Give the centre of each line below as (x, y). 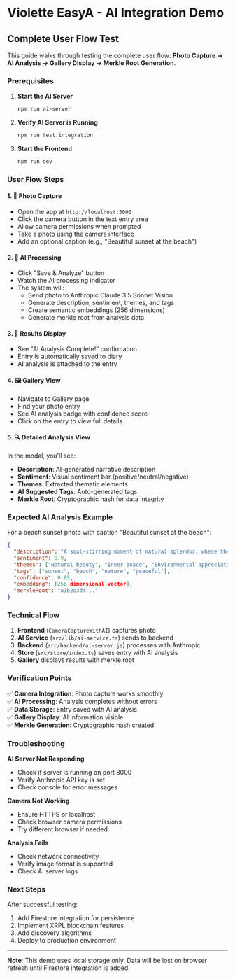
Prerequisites (30, 80)
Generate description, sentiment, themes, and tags (101, 303)
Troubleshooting (36, 743)
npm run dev (35, 162)
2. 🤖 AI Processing (34, 258)
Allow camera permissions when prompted (79, 227)
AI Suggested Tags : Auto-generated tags (77, 491)
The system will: (41, 288)
